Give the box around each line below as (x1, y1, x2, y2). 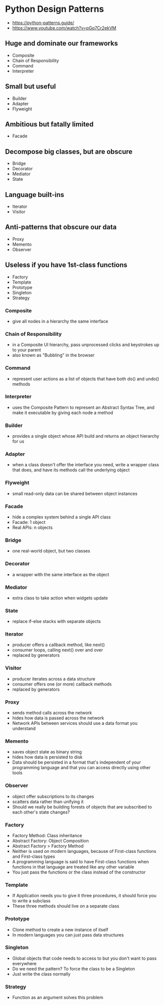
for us (12, 438, 25, 444)
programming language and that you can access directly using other (12, 765, 151, 771)
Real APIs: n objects (12, 524, 53, 530)
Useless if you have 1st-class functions (5, 261, 128, 269)
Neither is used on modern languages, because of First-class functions (12, 848, 157, 854)
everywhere (12, 960, 37, 966)
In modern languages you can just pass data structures (12, 932, 124, 938)
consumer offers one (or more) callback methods (12, 681, 112, 687)
